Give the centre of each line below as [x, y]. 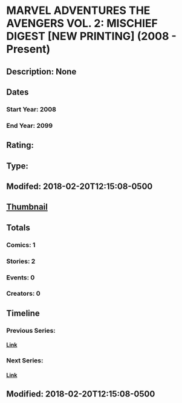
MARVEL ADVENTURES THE [78, 11]
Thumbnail [27, 207]
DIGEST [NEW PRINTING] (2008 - [91, 36]
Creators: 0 [23, 293]
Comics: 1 [21, 245]
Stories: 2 [21, 261]
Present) [28, 49]
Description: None [41, 71]
